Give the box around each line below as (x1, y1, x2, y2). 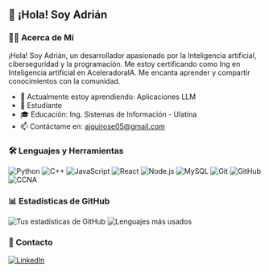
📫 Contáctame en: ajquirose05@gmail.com (19, 122, 165, 131)
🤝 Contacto (8, 237, 53, 248)
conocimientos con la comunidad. (8, 76, 121, 85)
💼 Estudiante (19, 100, 63, 109)
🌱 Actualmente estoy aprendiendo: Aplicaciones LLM (19, 92, 197, 101)
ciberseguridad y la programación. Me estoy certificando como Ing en (8, 59, 241, 68)
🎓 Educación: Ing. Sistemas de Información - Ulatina (19, 109, 197, 119)
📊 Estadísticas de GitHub (8, 195, 110, 206)
